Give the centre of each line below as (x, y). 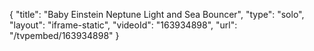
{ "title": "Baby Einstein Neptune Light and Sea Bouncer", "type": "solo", (157, 14)
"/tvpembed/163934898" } (64, 35)
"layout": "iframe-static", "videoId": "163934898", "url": (123, 25)
